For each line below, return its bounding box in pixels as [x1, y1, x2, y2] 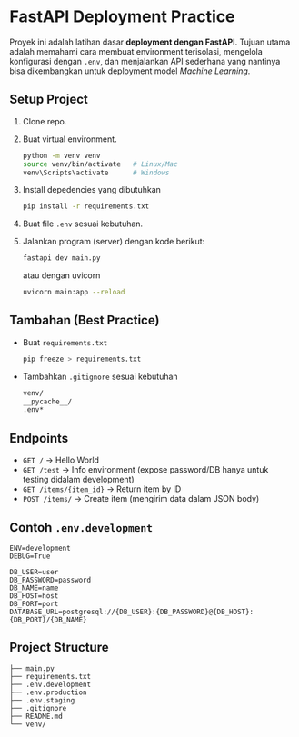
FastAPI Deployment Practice [9, 6, 235, 27]
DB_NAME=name [9, 583, 59, 593]
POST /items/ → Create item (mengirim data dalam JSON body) [22, 493, 260, 504]
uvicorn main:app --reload [22, 288, 125, 297]
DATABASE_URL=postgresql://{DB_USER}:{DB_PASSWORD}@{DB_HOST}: [9, 607, 254, 616]
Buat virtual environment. [22, 134, 117, 144]
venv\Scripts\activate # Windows [22, 168, 170, 177]
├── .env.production [9, 688, 88, 697]
